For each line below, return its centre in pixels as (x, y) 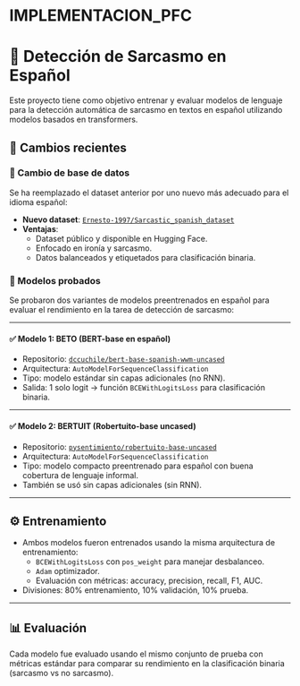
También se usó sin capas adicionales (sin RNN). (112, 484)
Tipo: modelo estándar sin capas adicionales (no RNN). (124, 378)
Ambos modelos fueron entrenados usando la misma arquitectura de (148, 543)
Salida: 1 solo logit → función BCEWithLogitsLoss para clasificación (144, 388)
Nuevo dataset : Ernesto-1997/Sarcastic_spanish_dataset (128, 219)
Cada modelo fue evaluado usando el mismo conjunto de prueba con (136, 654)
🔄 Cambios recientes (68, 147)
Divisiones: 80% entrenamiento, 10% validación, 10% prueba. (135, 590)
